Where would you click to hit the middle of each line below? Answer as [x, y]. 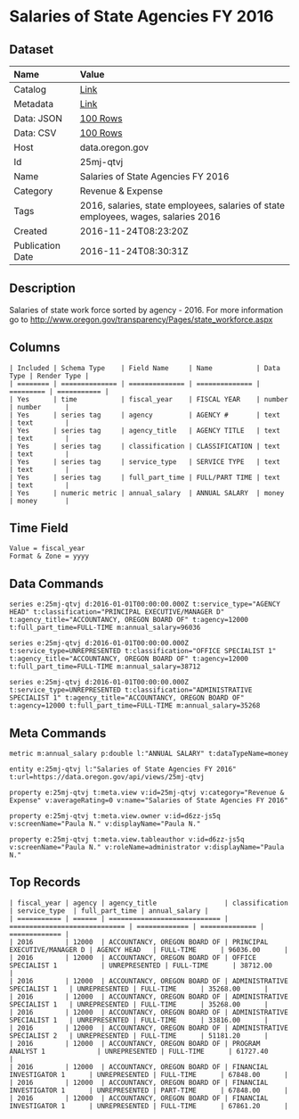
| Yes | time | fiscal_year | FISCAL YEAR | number [149, 399]
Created [31, 231]
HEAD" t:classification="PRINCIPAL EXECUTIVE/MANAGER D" [117, 612]
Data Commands [57, 583]
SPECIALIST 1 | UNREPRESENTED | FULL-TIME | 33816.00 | [139, 1020]
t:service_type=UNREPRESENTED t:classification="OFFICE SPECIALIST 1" [143, 651]
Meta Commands [58, 733]
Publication [37, 245]
